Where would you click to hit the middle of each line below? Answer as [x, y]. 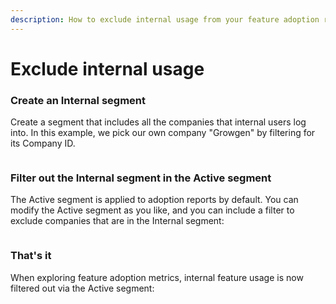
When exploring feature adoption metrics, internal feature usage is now [157, 277]
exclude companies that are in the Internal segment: [117, 221]
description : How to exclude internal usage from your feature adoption [165, 19]
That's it [31, 256]
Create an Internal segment [78, 100]
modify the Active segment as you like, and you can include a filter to [152, 210]
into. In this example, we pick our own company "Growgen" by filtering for [163, 133]
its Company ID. [43, 143]
